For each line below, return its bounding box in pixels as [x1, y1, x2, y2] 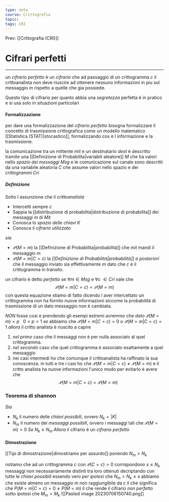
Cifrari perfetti [5, 53, 66, 64]
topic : [5, 17, 19, 22]
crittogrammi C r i [5, 170, 39, 176]
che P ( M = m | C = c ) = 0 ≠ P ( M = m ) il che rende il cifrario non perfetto [5, 485, 153, 491]
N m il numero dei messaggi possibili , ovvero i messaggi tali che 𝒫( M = [12, 420, 158, 428]
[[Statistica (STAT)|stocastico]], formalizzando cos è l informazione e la [5, 133, 153, 139]
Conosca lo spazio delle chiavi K [12, 220, 80, 226]
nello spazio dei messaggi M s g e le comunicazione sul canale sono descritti [5, 159, 163, 165]
